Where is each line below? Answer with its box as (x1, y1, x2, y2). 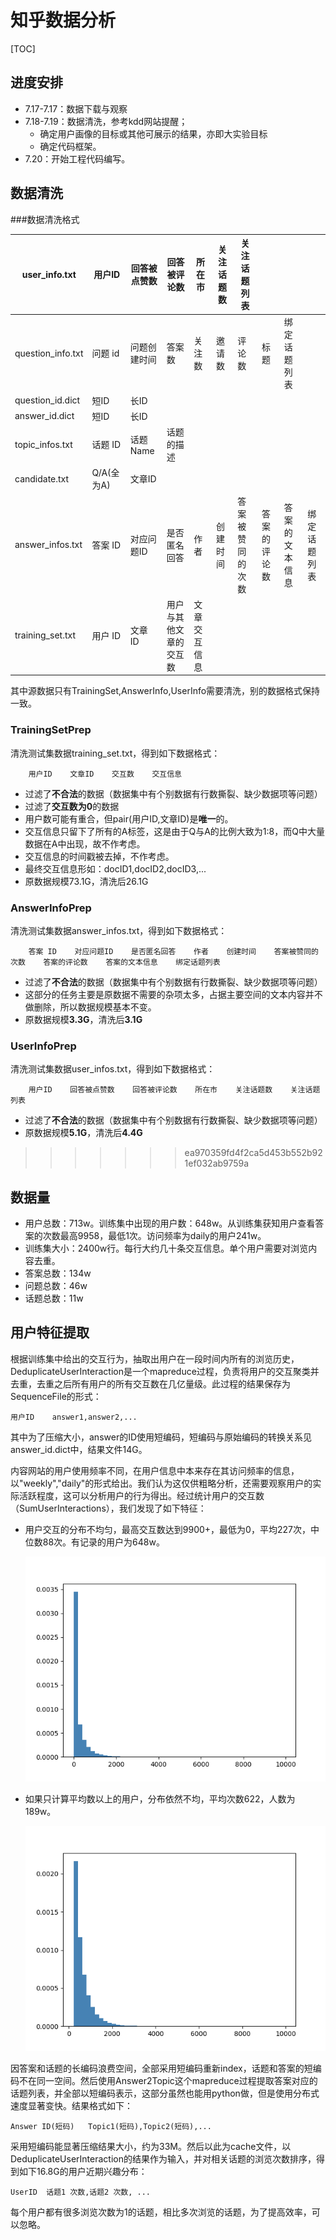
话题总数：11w (24, 1292, 84, 1305)
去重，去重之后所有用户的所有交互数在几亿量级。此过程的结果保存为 (10, 1377, 291, 1390)
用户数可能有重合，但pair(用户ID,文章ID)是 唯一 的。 (24, 812, 234, 825)
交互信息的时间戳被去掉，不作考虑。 (24, 850, 175, 862)
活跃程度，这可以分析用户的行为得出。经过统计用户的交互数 (18, 1489, 265, 1501)
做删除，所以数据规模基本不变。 (24, 1001, 157, 1013)
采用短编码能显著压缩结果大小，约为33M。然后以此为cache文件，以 (10, 2141, 292, 2153)
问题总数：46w (24, 1280, 88, 1292)
